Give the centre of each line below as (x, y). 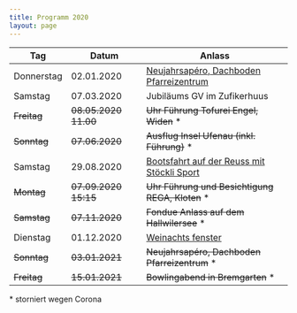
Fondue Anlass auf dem (195, 211)
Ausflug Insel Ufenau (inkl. (201, 135)
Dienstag (32, 237)
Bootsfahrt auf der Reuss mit (206, 161)
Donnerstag (38, 76)
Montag (30, 192)
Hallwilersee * (176, 223)
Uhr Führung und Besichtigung (210, 187)
